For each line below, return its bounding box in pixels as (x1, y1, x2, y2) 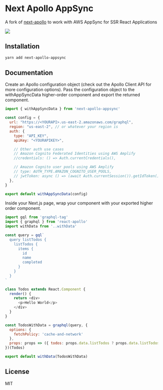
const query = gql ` (5, 233, 45, 238)
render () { (9, 291, 32, 296)
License (5, 368, 30, 376)
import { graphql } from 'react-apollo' (5, 220, 88, 224)
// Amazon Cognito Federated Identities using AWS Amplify (14, 151, 136, 156)
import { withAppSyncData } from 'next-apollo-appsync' (5, 107, 120, 111)
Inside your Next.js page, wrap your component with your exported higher (5, 200, 153, 206)
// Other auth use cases (14, 147, 64, 151)
